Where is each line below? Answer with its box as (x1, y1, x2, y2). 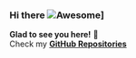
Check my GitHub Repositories (9, 38, 127, 49)
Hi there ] (9, 9, 104, 21)
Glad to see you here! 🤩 (9, 29, 99, 40)
